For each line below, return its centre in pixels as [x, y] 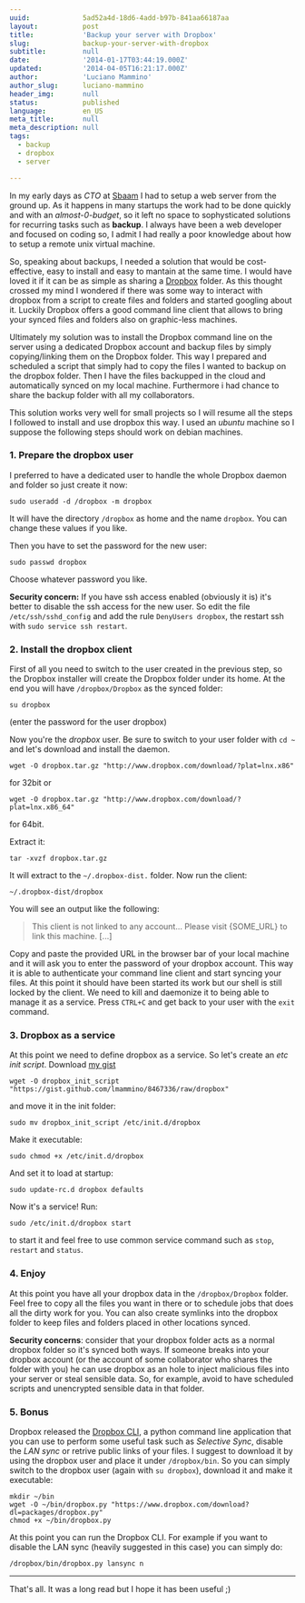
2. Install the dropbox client [71, 649]
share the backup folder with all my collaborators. [102, 395]
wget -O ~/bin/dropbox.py [58, 1504]
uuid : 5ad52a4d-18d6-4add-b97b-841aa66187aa [119, 18]
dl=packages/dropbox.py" [56, 1512]
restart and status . [46, 1250]
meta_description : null [54, 128]
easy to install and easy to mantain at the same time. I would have [169, 271]
